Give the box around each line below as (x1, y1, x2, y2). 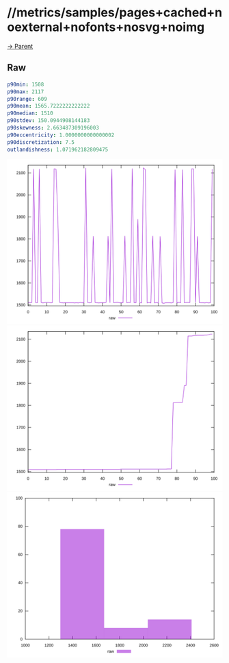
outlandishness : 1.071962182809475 (7, 146, 109, 153)
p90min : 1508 (7, 81, 44, 88)
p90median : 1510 (7, 110, 53, 117)
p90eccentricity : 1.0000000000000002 (7, 132, 115, 138)
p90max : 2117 (7, 88, 44, 95)
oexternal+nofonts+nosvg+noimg (7, 19, 205, 35)
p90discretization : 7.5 (7, 138, 75, 145)
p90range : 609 (7, 95, 48, 102)
